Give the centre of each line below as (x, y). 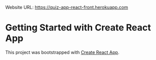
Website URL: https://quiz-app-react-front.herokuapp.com (67, 7)
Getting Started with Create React (78, 28)
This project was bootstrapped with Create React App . (62, 52)
